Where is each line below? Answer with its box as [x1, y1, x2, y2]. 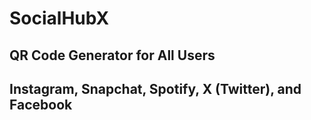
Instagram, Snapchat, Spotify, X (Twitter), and [9, 80, 302, 97]
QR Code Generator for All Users [9, 47, 216, 64]
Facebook [9, 96, 73, 113]
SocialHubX [9, 7, 110, 30]
